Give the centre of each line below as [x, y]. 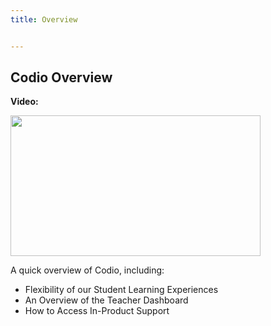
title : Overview [44, 19]
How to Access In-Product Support [97, 311]
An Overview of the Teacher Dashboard [106, 300]
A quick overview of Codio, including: [87, 270]
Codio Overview [61, 77]
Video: [24, 102]
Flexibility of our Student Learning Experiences [121, 290]
